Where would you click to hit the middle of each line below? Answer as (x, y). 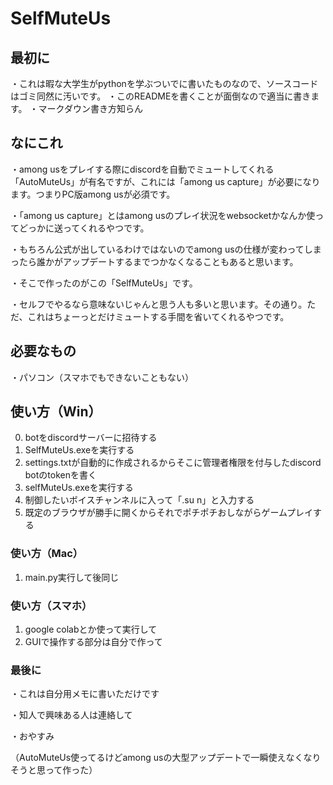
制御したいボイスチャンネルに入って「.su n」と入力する (139, 500)
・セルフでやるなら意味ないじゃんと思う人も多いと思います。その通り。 (159, 304)
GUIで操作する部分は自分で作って (93, 642)
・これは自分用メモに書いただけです (85, 694)
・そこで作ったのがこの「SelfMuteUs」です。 (104, 283)
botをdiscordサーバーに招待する (91, 438)
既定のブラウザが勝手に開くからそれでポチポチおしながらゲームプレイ (169, 513)
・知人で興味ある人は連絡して (71, 715)
